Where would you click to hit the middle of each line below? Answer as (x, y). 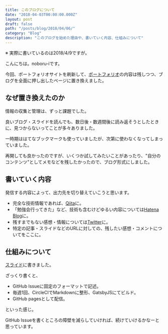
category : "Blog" (23, 33)
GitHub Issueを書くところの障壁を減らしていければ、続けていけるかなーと (82, 320)
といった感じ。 (21, 309)
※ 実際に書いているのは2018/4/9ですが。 (47, 53)
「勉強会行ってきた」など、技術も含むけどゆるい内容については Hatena (86, 209)
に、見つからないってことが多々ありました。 (51, 128)
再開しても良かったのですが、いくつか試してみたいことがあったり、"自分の (83, 155)
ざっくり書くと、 (23, 276)
